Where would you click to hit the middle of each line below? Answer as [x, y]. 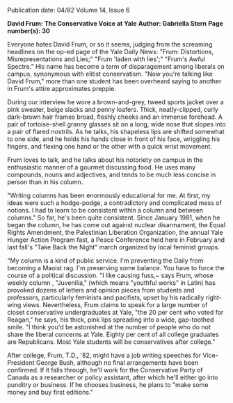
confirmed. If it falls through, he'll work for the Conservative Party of [105, 370]
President [21, 363]
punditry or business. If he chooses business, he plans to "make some [108, 385]
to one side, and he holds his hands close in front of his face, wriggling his [114, 139]
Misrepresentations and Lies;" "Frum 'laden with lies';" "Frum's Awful [106, 59]
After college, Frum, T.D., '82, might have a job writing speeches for [104, 355]
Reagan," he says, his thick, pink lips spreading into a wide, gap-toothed [111, 320]
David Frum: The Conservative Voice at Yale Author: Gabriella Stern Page [115, 23]
